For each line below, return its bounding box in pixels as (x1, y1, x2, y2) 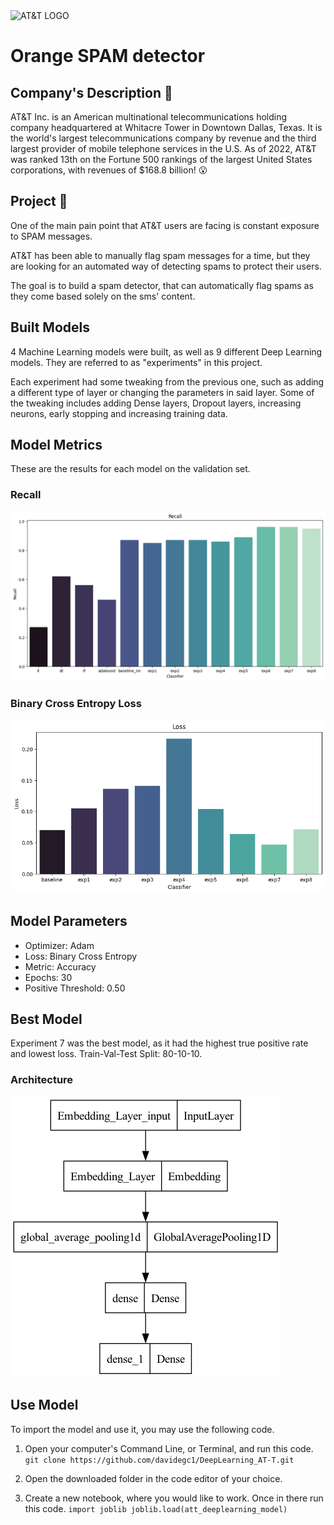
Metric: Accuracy (24, 960, 97, 973)
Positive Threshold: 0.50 (24, 982, 126, 994)
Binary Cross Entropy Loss (10, 697, 142, 711)
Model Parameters (10, 913, 128, 930)
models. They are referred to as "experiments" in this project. (10, 356, 263, 368)
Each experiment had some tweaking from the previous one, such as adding (10, 375, 325, 388)
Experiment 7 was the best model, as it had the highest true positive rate (10, 1037, 309, 1049)
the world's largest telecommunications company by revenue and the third (10, 132, 317, 144)
